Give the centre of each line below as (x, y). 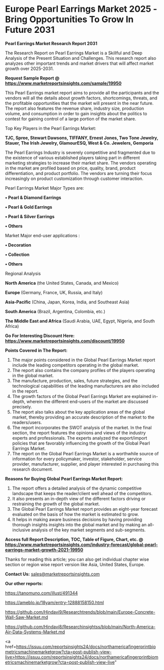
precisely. (22, 407)
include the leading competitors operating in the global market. (76, 365)
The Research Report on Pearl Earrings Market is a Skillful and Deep (74, 53)
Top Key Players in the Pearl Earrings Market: (51, 128)
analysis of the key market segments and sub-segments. (88, 530)
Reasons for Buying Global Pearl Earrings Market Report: (64, 478)
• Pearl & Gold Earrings (29, 207)
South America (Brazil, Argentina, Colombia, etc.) (55, 311)
